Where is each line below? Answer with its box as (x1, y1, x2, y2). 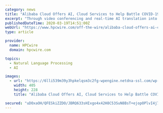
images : (5, 74, 21, 79)
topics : (5, 56, 21, 61)
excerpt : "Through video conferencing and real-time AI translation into (5, 16, 158, 21)
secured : (5, 100, 23, 106)
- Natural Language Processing (9, 61, 73, 65)
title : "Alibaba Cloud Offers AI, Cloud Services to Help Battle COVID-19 (5, 12, 160, 16)
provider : (5, 38, 25, 44)
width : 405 (14, 83, 36, 88)
